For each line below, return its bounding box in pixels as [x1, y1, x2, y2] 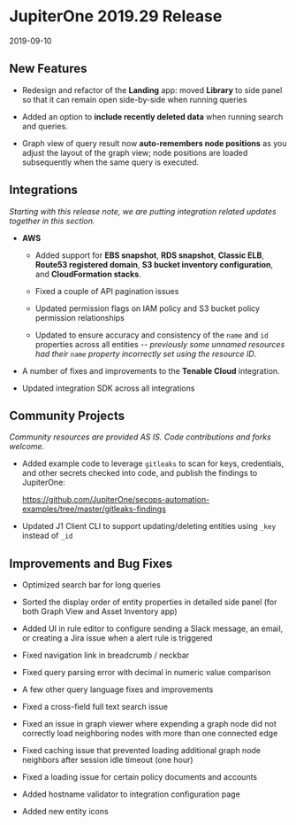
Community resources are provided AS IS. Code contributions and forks [9, 432, 271, 442]
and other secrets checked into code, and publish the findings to [21, 468, 258, 479]
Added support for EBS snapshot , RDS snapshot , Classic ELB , [34, 250, 265, 261]
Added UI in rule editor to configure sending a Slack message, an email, [21, 623, 284, 634]
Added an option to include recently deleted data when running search [21, 111, 284, 121]
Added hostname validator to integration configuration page [21, 789, 240, 799]
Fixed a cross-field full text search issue [21, 702, 168, 712]
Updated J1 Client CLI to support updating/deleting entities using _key [21, 521, 277, 532]
